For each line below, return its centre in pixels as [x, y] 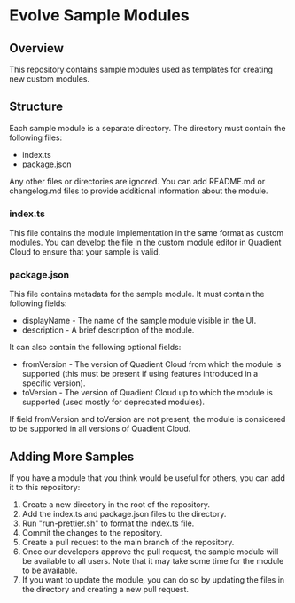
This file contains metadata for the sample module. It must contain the [137, 294]
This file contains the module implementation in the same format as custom [147, 233]
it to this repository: [45, 488]
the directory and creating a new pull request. [105, 590]
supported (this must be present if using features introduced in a [140, 374]
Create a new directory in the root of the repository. [116, 505]
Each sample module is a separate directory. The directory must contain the [147, 128]
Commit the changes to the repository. [92, 533]
